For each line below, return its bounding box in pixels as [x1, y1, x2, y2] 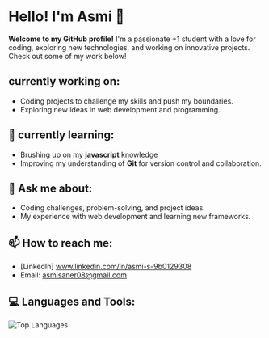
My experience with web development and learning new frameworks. [19, 212, 251, 222]
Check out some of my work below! [8, 51, 127, 61]
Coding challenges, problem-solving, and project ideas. [19, 203, 206, 213]
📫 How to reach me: [8, 236, 113, 250]
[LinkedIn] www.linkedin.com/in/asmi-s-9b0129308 [19, 262, 192, 272]
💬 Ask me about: [8, 181, 93, 195]
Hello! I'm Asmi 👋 [8, 7, 125, 26]
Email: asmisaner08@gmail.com [19, 270, 128, 280]
